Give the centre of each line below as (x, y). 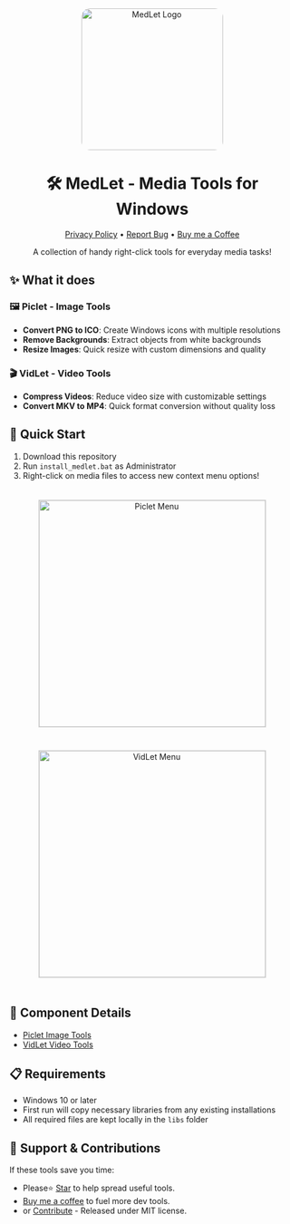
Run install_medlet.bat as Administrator (99, 466)
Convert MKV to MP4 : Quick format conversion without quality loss (149, 405)
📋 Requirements (58, 1074)
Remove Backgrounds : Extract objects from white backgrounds (142, 339)
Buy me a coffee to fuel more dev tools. (96, 1201)
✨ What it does (52, 281)
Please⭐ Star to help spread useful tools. (98, 1188)
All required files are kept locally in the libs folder (115, 1120)
